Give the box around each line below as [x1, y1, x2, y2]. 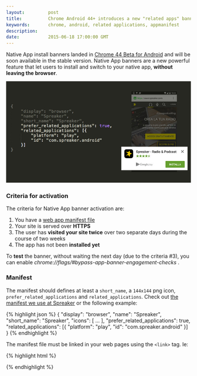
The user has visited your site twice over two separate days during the [14, 229, 188, 236]
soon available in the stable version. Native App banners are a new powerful [6, 57, 190, 64]
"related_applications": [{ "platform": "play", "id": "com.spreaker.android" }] [6, 323, 188, 330]
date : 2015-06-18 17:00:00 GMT [6, 34, 109, 40]
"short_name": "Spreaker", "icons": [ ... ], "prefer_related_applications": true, [6, 317, 191, 324]
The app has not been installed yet [14, 241, 100, 248]
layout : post [6, 9, 59, 15]
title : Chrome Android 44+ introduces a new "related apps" [6, 15, 180, 22]
